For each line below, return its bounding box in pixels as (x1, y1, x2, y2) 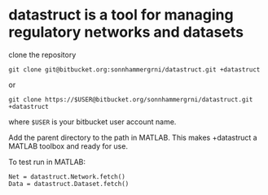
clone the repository (8, 50, 77, 59)
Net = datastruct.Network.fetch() (8, 172, 126, 180)
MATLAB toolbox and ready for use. (8, 141, 129, 151)
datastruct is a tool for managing (8, 6, 234, 24)
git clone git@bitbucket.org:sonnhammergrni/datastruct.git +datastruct (8, 65, 261, 74)
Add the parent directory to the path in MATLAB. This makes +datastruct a (8, 132, 258, 142)
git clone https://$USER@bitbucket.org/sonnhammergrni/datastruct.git (8, 95, 253, 103)
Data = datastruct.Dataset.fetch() (8, 180, 130, 188)
